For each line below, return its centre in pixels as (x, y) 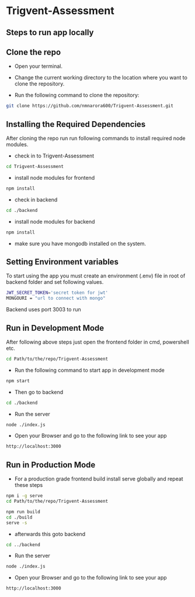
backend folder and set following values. (55, 282)
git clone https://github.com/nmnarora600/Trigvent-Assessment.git (90, 106)
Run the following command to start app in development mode (89, 370)
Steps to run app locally (50, 32)
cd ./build (19, 517)
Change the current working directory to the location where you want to (101, 78)
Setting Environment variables (62, 262)
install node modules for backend (55, 221)
